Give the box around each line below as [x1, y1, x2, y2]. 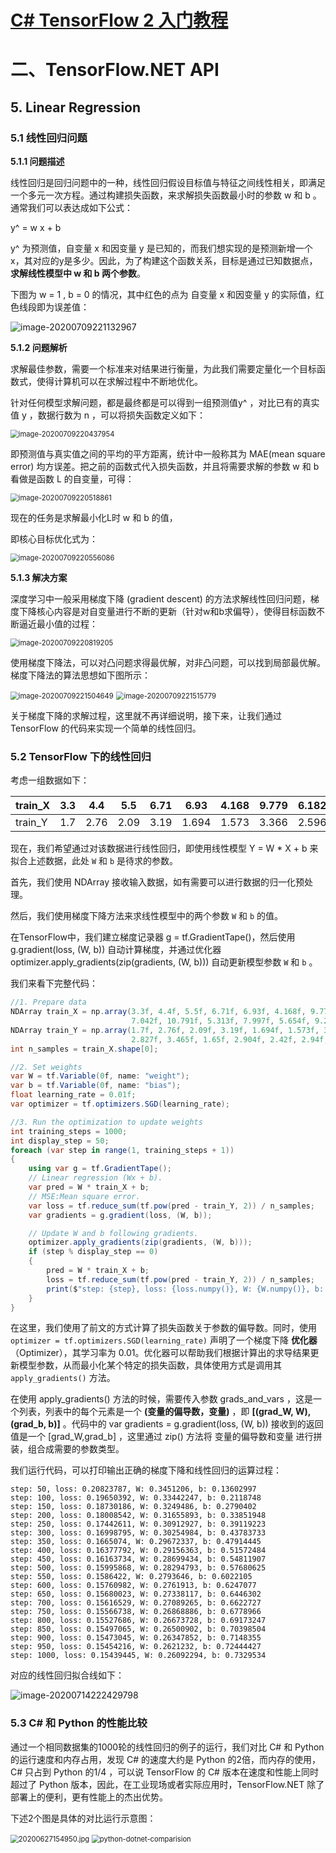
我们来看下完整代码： [10, 977, 98, 990]
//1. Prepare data [10, 997, 87, 1008]
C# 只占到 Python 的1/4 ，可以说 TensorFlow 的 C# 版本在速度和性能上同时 [10, 1766, 319, 1778]
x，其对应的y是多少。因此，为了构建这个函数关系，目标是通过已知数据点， [10, 255, 318, 267]
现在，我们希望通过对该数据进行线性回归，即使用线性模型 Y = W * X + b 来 [10, 842, 319, 855]
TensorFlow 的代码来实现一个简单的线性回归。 [10, 722, 202, 735]
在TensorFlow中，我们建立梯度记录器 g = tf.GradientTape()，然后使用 [10, 931, 296, 943]
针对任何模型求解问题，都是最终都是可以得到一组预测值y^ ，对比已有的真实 [10, 397, 320, 409]
